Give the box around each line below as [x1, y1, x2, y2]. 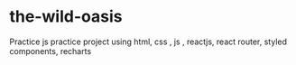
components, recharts [9, 45, 92, 56]
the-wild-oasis [9, 6, 123, 27]
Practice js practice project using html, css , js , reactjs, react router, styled [9, 36, 287, 47]
